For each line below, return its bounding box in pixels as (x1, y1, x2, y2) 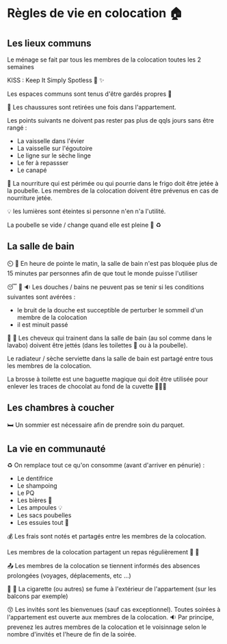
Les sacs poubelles (16, 511, 72, 519)
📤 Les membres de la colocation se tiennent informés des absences (7, 562, 200, 570)
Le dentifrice (16, 474, 53, 483)
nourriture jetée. (7, 194, 53, 202)
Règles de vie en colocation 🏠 (7, 5, 183, 21)
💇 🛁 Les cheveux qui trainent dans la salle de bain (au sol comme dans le (7, 334, 213, 342)
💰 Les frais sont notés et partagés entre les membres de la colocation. (7, 532, 206, 541)
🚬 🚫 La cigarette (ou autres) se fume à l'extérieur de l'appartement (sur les (7, 585, 217, 593)
